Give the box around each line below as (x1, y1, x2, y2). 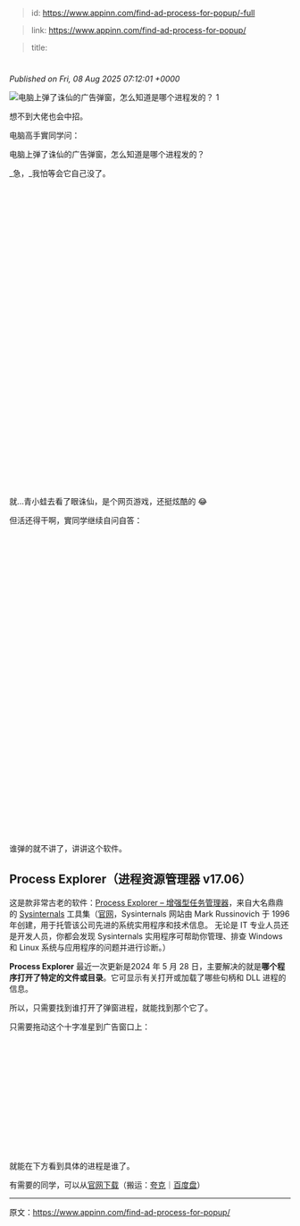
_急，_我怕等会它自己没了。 (9, 168, 111, 179)
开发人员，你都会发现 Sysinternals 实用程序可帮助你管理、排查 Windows (16, 930, 283, 942)
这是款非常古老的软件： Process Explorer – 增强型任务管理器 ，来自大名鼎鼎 (9, 897, 284, 908)
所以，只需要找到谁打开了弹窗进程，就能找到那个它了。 (9, 1002, 212, 1013)
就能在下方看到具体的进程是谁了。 (9, 1161, 135, 1171)
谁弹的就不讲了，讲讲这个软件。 (9, 843, 127, 854)
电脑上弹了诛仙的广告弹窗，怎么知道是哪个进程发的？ (9, 149, 205, 160)
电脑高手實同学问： (9, 130, 80, 141)
